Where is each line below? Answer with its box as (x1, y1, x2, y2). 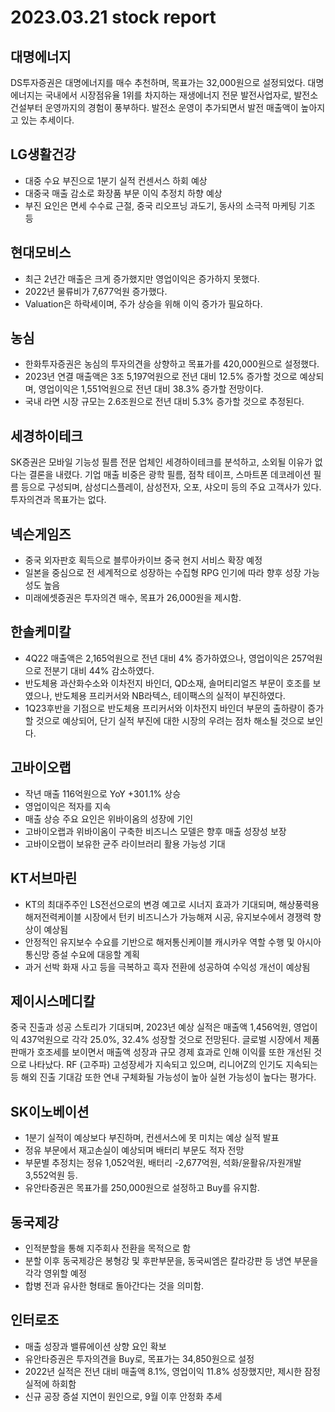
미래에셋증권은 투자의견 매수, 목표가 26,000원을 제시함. (24, 592, 242, 604)
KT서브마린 (10, 870, 78, 887)
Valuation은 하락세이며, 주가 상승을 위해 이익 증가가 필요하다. (24, 297, 263, 310)
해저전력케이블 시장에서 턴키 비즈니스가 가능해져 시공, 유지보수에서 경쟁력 (24, 911, 312, 923)
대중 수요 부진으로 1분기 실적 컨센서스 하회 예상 (24, 174, 208, 186)
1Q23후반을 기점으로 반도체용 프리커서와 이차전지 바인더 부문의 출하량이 (24, 702, 306, 714)
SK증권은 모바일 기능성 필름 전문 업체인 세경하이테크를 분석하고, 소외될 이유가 (10, 456, 313, 468)
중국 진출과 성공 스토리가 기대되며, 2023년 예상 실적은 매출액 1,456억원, (10, 1021, 292, 1033)
